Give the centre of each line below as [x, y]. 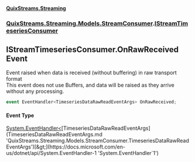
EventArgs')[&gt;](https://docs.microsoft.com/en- [66, 147]
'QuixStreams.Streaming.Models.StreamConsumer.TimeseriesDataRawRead [97, 141]
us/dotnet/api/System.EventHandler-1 [51, 153]
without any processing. [35, 91]
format [14, 79]
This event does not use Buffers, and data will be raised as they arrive [90, 85]
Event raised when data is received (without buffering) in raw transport [91, 73]
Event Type [20, 115]
